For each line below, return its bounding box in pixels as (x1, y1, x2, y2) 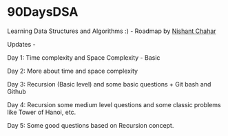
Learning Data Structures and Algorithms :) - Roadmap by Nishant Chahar (7, 27, 216, 35)
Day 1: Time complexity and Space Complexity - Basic (7, 53, 160, 62)
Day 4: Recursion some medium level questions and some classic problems (7, 100, 222, 109)
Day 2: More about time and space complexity (7, 67, 138, 75)
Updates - (7, 40, 36, 48)
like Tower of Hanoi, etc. (7, 108, 76, 116)
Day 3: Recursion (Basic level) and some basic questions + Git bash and (7, 80, 211, 88)
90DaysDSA (7, 4, 79, 20)
